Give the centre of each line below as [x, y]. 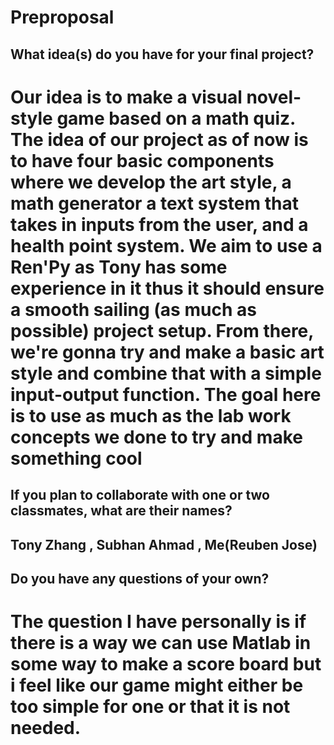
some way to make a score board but [166, 664]
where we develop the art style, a [151, 182]
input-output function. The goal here [166, 394]
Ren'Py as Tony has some [119, 267]
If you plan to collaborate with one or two [140, 495]
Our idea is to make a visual [126, 97]
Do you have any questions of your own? [140, 578]
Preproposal [62, 17]
